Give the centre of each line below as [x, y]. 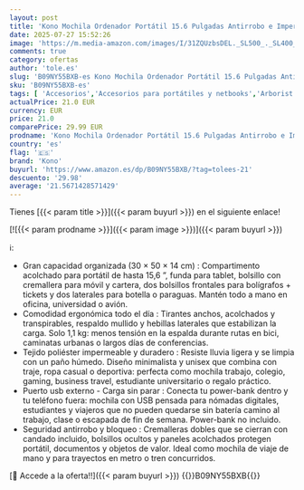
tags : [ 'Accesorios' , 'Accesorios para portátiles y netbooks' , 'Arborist [152, 93]
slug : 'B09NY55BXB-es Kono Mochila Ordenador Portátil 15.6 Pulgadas [143, 77]
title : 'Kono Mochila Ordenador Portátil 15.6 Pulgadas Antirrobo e [141, 26]
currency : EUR [36, 110]
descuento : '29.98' [46, 178]
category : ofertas [44, 60]
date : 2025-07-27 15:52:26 [60, 34]
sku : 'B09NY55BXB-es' [50, 85]
